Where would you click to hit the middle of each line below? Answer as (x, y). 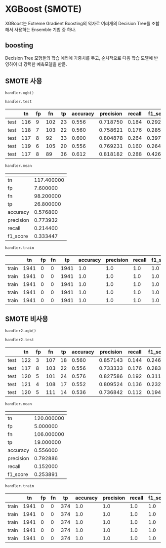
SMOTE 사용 (24, 81)
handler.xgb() (20, 93)
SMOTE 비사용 (27, 319)
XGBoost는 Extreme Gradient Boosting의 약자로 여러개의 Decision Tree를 (78, 23)
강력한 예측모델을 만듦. (45, 64)
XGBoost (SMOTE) (43, 9)
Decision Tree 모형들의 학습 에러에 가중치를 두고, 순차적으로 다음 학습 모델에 (79, 58)
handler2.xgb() (21, 331)
